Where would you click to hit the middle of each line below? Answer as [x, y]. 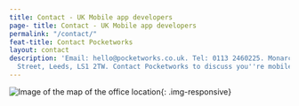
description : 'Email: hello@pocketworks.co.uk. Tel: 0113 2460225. [137, 58]
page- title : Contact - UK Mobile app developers [103, 26]
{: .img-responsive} [196, 91]
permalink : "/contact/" [53, 34]
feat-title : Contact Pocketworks [71, 42]
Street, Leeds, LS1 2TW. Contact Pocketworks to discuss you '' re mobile [155, 67]
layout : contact [39, 50]
